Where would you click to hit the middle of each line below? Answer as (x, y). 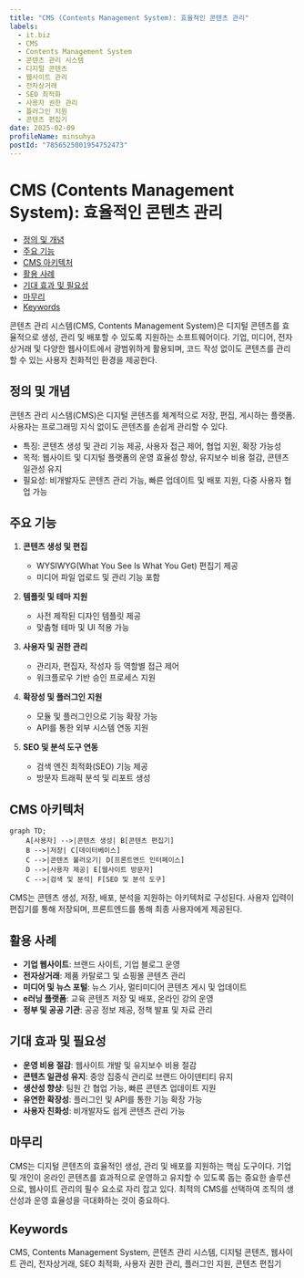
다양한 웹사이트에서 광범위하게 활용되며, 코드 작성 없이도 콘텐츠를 (159, 348)
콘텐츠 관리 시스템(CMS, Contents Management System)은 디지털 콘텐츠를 (145, 326)
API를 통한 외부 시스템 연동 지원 (92, 728)
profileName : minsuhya (52, 137)
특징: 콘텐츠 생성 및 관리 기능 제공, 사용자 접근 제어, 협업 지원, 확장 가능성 (152, 446)
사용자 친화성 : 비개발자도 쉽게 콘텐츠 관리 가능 (104, 1110)
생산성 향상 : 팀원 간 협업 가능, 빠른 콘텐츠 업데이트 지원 (119, 1087)
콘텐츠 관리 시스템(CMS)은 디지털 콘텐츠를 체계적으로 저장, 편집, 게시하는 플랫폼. (152, 415)
